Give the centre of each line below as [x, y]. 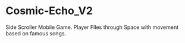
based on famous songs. [36, 33]
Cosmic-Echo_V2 [49, 11]
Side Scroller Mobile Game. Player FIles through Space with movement [92, 27]
